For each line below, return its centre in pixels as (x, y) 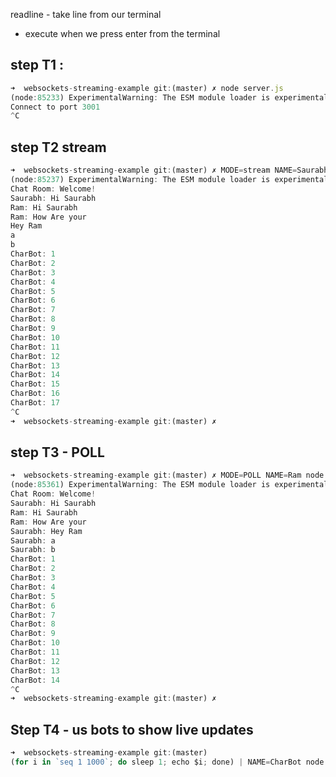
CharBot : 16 (35, 394)
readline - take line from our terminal (86, 14)
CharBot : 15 (35, 384)
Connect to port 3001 (55, 107)
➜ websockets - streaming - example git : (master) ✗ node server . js (147, 88)
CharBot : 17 (35, 403)
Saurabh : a (33, 540)
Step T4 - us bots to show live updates (132, 729)
